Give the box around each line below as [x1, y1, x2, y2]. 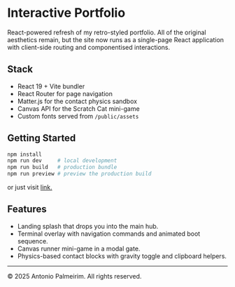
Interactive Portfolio [7, 5, 126, 21]
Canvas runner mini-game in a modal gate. [17, 244, 141, 253]
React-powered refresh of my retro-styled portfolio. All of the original [7, 28, 206, 36]
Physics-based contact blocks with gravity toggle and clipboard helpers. [17, 251, 227, 260]
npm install [7, 151, 42, 158]
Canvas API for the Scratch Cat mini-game [17, 104, 140, 113]
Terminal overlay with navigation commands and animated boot [17, 229, 201, 238]
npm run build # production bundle [7, 163, 117, 171]
